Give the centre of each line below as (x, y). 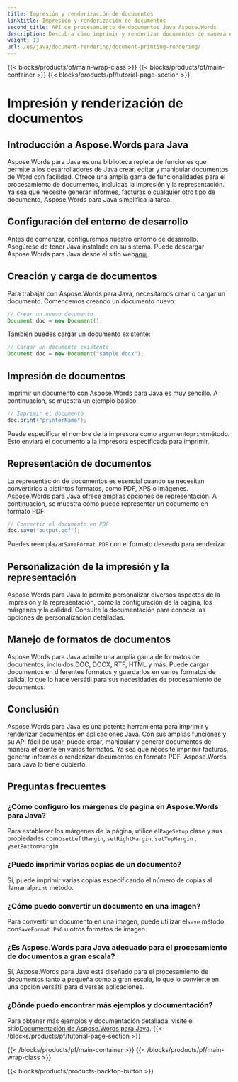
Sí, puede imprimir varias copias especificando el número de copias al (110, 880)
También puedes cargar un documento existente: (79, 334)
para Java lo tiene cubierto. (47, 764)
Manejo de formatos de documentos (89, 640)
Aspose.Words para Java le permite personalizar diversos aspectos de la (114, 595)
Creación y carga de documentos (82, 277)
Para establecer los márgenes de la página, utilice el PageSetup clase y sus (115, 831)
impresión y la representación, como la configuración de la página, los (110, 602)
